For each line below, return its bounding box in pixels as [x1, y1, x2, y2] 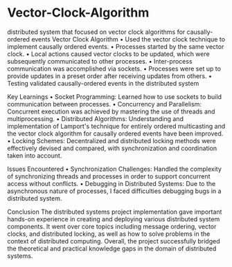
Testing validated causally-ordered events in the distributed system [7, 79, 199, 87]
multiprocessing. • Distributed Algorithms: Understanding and [7, 114, 184, 122]
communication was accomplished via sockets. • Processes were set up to [7, 64, 222, 73]
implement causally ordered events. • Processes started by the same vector [7, 42, 224, 50]
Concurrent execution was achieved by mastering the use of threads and [7, 107, 215, 116]
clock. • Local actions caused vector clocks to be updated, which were [7, 50, 210, 58]
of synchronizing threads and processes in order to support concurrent [7, 172, 211, 181]
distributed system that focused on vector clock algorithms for [7, 28, 186, 36]
